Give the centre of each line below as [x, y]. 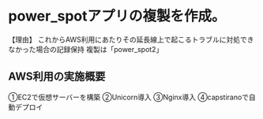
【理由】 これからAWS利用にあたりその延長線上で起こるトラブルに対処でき [131, 39]
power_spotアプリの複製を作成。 [117, 16]
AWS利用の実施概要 [57, 77]
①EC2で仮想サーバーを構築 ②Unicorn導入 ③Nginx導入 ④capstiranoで [129, 97]
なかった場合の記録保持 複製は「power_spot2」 [86, 49]
